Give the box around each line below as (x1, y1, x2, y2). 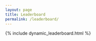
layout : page (5, 7, 32, 12)
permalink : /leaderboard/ (5, 16, 59, 21)
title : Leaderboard (5, 12, 46, 17)
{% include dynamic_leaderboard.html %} (5, 30, 91, 36)
